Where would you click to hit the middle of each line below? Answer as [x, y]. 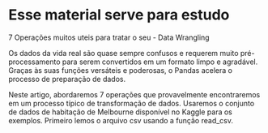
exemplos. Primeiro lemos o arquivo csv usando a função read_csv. [121, 120]
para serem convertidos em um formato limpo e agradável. [160, 62]
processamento [34, 62]
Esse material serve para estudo [119, 15]
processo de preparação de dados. [67, 79]
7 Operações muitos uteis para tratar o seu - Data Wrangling [109, 37]
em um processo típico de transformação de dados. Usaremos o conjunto [132, 103]
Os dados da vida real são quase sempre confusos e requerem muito [123, 53]
